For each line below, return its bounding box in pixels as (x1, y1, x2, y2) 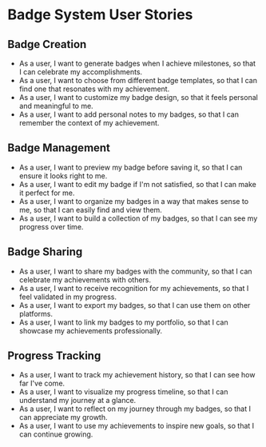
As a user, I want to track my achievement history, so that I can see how (18, 370, 256, 380)
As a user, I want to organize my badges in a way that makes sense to (18, 196, 249, 206)
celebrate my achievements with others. (18, 274, 152, 285)
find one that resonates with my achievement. (18, 84, 170, 94)
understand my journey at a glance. (18, 396, 137, 405)
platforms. (18, 309, 54, 318)
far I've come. (18, 378, 66, 389)
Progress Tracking (7, 349, 101, 363)
